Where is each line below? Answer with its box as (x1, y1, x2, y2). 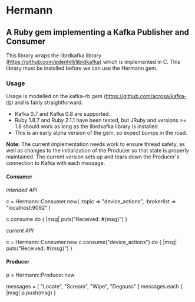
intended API (6, 186, 37, 193)
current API (6, 227, 34, 234)
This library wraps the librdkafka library (6, 52, 102, 59)
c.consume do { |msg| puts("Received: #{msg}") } (6, 215, 128, 222)
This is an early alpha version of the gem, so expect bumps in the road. (14, 129, 187, 137)
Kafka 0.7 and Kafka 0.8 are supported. (14, 111, 111, 118)
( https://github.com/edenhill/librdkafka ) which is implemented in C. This (6, 59, 181, 65)
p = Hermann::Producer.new (6, 271, 75, 278)
